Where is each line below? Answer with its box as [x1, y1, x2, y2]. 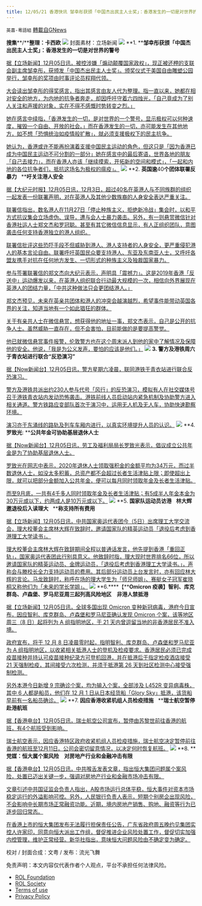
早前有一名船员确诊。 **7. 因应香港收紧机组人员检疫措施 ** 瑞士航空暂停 [6, 697, 195, 704]
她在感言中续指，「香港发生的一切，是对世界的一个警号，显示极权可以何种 [6, 115, 188, 122]
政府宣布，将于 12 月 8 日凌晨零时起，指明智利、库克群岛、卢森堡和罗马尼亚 [6, 639, 195, 646]
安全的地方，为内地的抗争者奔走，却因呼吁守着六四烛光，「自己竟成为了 [11, 95, 188, 102]
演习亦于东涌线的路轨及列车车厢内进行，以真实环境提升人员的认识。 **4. [6, 421, 195, 428]
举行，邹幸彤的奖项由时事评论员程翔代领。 [6, 74, 112, 81]
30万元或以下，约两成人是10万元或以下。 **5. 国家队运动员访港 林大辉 [6, 497, 192, 504]
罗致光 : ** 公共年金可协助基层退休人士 [6, 429, 99, 436]
